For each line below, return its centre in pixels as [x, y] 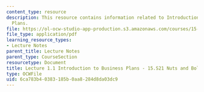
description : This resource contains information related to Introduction [103, 18]
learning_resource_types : [39, 40]
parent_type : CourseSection [42, 57]
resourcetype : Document [36, 62]
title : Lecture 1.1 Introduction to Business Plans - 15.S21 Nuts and [97, 68]
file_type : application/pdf [42, 34]
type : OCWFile [24, 74]
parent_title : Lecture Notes [43, 51]
